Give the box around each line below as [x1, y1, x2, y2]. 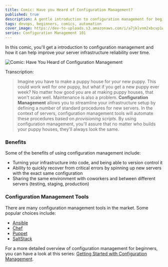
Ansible [12, 220, 28, 226]
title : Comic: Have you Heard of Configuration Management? [5, 7, 133, 12]
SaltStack [12, 236, 32, 242]
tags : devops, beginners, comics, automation [5, 21, 101, 26]
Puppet [12, 230, 27, 236]
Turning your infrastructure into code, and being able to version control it [12, 160, 163, 166]
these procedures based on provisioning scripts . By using [17, 116, 136, 121]
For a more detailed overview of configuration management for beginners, [5, 245, 158, 251]
